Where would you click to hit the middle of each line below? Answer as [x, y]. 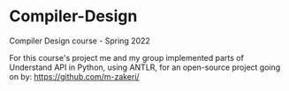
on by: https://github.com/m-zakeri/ [74, 76]
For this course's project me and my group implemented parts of [127, 57]
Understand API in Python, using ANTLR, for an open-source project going [145, 67]
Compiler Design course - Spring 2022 [80, 41]
